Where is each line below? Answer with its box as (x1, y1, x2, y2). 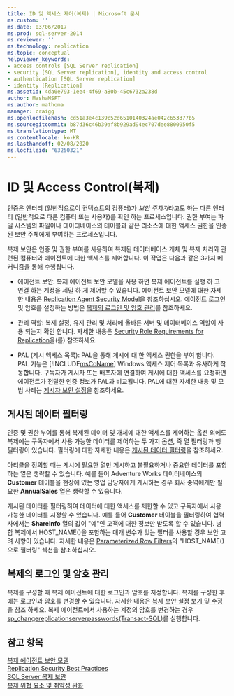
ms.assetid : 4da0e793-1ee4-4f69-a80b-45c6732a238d (7, 88, 158, 95)
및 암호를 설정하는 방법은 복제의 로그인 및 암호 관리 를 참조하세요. (17, 303, 193, 312)
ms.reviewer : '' (7, 36, 54, 43)
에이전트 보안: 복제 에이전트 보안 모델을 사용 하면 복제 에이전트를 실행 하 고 (17, 277, 221, 286)
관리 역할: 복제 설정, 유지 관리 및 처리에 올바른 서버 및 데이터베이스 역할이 (17, 318, 217, 326)
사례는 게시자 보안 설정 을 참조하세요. (24, 386, 124, 394)
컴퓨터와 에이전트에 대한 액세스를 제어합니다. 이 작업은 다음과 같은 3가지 (20, 253, 217, 262)
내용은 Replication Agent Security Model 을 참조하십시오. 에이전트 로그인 (24, 295, 226, 303)
